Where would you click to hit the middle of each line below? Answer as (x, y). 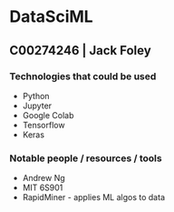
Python (36, 96)
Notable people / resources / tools (86, 158)
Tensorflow (43, 125)
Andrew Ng (43, 178)
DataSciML (51, 17)
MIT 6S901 (43, 187)
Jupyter (37, 106)
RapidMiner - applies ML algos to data (94, 197)
